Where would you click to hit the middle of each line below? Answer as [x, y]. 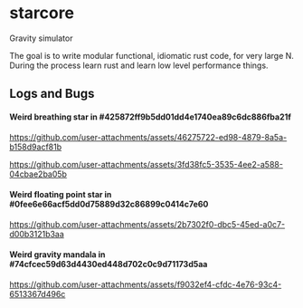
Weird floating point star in [61, 195]
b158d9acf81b [35, 147]
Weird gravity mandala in [57, 255]
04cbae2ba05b [38, 174]
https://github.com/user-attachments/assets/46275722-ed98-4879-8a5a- [148, 137]
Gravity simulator [41, 38]
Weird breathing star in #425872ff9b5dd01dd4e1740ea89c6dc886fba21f [151, 117]
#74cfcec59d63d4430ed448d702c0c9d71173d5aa [109, 265]
